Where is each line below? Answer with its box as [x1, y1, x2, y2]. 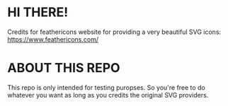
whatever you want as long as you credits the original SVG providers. [7, 90, 209, 99]
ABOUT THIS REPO [7, 60, 120, 76]
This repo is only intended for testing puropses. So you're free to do [7, 83, 205, 92]
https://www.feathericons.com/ [7, 35, 99, 43]
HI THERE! [7, 4, 69, 20]
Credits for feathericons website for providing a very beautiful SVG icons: [7, 28, 222, 36]
